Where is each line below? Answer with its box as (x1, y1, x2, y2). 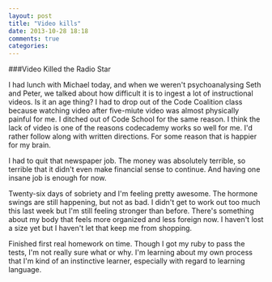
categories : (8, 42, 49, 50)
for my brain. (8, 140, 51, 150)
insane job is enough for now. (8, 173, 107, 183)
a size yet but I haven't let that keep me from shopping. (8, 224, 193, 233)
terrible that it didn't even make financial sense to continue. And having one (8, 164, 261, 174)
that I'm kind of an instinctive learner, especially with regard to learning (8, 256, 245, 266)
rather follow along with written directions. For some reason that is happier (8, 131, 257, 142)
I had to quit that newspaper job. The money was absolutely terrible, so (8, 156, 246, 166)
